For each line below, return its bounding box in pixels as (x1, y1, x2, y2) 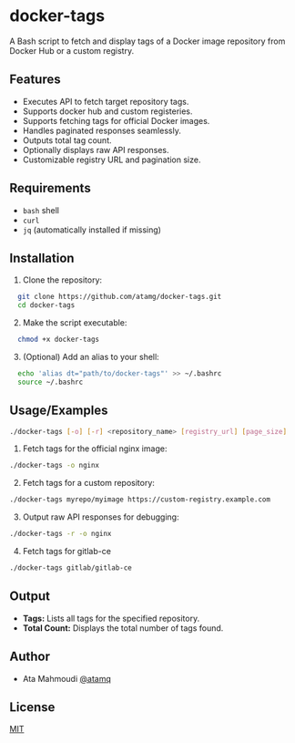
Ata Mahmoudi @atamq (22, 673, 111, 684)
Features (9, 72, 61, 88)
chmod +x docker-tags (17, 335, 100, 345)
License (9, 699, 56, 715)
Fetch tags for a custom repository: (22, 478, 155, 489)
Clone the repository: (22, 274, 103, 285)
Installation (9, 250, 75, 265)
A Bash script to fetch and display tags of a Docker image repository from (9, 36, 286, 46)
